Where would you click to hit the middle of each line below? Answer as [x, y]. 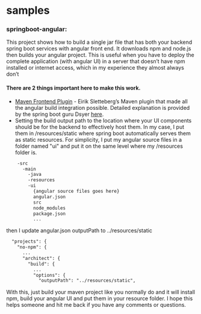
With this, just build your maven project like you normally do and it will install [101, 292]
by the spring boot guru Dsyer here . [59, 114]
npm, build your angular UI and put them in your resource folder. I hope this [100, 298]
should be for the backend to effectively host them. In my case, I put [100, 127]
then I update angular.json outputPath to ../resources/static [79, 231]
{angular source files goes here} [76, 192]
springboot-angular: [37, 29]
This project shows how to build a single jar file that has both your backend [99, 42]
